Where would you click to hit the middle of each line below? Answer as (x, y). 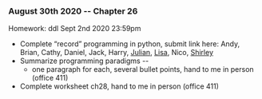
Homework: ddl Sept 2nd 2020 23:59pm (75, 29)
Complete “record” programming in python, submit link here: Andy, (130, 44)
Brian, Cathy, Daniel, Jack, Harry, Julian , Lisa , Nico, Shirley (117, 53)
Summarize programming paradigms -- (84, 61)
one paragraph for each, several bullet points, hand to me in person (143, 69)
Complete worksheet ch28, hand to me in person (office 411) (119, 86)
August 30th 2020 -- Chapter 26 (73, 11)
